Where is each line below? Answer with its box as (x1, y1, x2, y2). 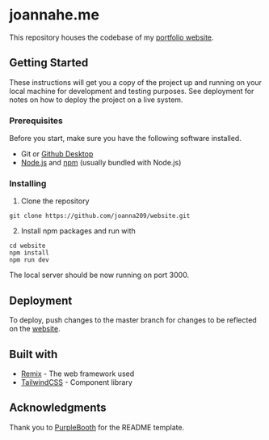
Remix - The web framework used (20, 369, 135, 378)
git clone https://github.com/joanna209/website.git (9, 212, 191, 220)
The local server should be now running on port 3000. (9, 270, 189, 280)
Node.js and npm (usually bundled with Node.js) (20, 158, 182, 168)
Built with (9, 347, 58, 361)
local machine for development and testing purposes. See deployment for (9, 86, 254, 96)
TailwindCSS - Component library (20, 377, 132, 387)
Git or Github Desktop (20, 149, 94, 159)
